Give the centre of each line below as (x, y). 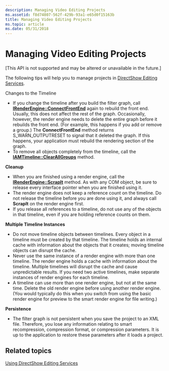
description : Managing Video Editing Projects (55, 10)
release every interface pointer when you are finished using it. (77, 188)
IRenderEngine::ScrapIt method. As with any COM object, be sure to (85, 182)
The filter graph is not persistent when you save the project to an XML (86, 319)
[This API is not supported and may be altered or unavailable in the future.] (83, 68)
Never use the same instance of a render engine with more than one (84, 256)
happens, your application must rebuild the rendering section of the (83, 141)
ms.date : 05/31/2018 (27, 29)
